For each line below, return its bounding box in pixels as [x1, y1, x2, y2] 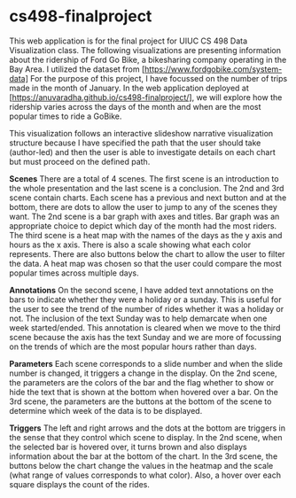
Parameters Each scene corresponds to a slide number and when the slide [9, 358, 284, 369]
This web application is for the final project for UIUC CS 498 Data [9, 35, 248, 46]
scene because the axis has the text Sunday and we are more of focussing [9, 331, 282, 342]
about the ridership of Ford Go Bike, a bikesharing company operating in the [9, 54, 287, 65]
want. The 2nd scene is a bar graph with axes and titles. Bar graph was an [9, 211, 280, 222]
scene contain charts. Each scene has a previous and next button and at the [9, 192, 287, 203]
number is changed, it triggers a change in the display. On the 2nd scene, [9, 368, 277, 378]
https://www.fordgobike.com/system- [144, 64, 283, 74]
